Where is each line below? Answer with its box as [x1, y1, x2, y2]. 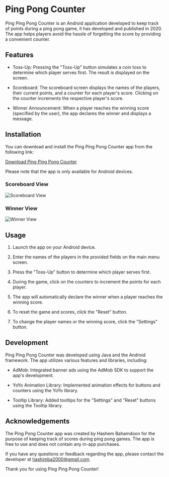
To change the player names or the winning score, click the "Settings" [12, 318, 158, 325]
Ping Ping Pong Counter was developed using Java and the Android [5, 352, 146, 358]
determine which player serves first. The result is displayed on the [12, 69, 150, 75]
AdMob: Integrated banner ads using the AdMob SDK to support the [12, 367, 154, 373]
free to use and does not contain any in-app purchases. [5, 441, 121, 447]
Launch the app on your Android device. [12, 244, 97, 250]
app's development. [12, 372, 54, 378]
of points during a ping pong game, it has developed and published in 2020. [5, 25, 162, 31]
